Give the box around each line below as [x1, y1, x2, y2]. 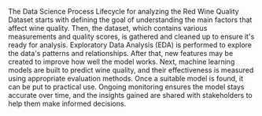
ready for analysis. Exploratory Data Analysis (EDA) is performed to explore [8, 40, 253, 50]
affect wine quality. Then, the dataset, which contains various [8, 24, 208, 32]
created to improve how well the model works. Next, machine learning [8, 57, 235, 66]
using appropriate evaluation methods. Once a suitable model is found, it [8, 74, 244, 83]
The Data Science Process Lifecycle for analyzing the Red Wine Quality [8, 7, 239, 16]
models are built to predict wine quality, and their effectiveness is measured [8, 65, 254, 74]
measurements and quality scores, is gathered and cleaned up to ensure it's [8, 32, 255, 41]
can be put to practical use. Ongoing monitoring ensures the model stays [8, 82, 245, 92]
